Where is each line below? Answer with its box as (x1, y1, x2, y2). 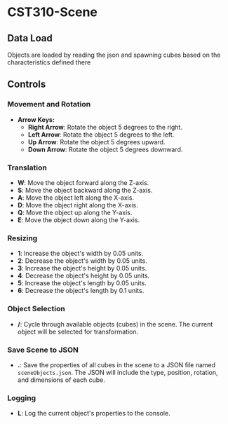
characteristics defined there (7, 58, 91, 67)
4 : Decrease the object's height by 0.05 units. (17, 271, 150, 280)
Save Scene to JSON (7, 345, 79, 355)
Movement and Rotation (7, 100, 91, 109)
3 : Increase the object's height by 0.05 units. (17, 264, 147, 273)
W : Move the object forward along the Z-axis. (17, 178, 149, 186)
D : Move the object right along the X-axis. (17, 200, 138, 209)
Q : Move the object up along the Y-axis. (17, 208, 133, 217)
